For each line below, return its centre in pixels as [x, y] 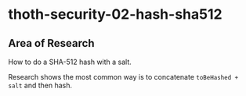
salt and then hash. [40, 85]
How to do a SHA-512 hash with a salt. [70, 62]
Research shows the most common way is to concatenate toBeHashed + [123, 77]
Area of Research [51, 43]
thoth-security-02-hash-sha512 [115, 14]
